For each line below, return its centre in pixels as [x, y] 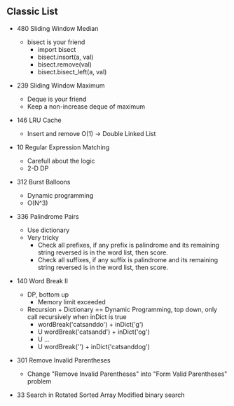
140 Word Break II [42, 280]
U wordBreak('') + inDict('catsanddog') [94, 346]
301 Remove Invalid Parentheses [63, 360]
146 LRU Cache [39, 120]
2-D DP [38, 168]
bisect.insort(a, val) [66, 57]
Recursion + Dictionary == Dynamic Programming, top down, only [122, 309]
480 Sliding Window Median [57, 28]
